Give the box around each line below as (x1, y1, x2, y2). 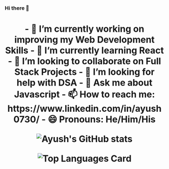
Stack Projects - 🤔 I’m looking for (14, 66, 155, 78)
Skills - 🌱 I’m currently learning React (5, 45, 164, 56)
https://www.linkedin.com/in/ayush (7, 103, 162, 114)
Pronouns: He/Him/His (59, 114, 156, 125)
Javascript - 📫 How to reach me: (14, 89, 155, 100)
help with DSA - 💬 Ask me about (16, 77, 153, 89)
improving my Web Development (14, 34, 155, 46)
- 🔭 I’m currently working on (24, 23, 145, 35)
